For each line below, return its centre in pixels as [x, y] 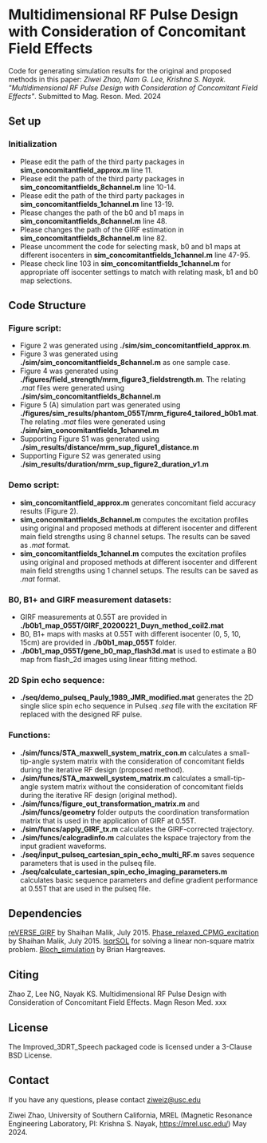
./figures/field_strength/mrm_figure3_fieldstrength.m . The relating [132, 379]
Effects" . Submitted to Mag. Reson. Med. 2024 [85, 96]
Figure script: [35, 327]
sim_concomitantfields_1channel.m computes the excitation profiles [133, 554]
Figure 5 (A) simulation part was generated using [100, 405]
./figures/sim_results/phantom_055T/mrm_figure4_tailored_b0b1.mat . [139, 414]
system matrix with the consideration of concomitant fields [148, 761]
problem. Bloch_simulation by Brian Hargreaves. [87, 950]
